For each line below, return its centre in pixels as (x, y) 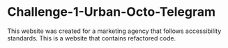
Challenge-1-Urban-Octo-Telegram (112, 12)
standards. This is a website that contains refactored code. (92, 38)
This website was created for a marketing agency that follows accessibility (114, 31)
